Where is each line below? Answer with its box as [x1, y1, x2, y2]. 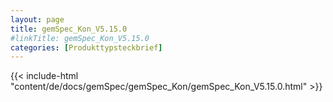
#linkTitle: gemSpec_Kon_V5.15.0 [10, 33, 150, 43]
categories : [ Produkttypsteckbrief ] [10, 42, 163, 53]
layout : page [10, 14, 65, 25]
